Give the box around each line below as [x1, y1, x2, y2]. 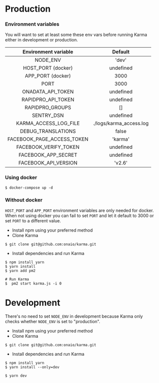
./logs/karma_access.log [93, 120, 149, 127]
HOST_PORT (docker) [23, 65, 73, 72]
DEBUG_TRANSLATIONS [20, 128, 76, 135]
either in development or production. [5, 37, 79, 43]
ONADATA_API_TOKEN [22, 89, 74, 95]
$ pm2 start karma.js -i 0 [5, 281, 62, 286]
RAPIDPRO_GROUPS [24, 104, 71, 111]
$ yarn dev [5, 373, 27, 378]
